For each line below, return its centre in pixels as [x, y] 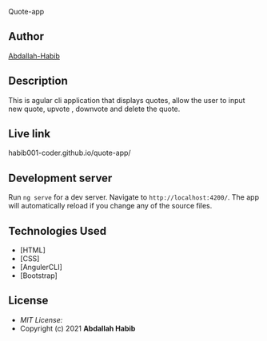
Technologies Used [57, 231]
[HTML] [33, 250]
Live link [29, 134]
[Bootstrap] [38, 276]
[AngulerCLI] [41, 268]
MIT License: [41, 319]
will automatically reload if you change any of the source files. [110, 206]
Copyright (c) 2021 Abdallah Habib [78, 328]
